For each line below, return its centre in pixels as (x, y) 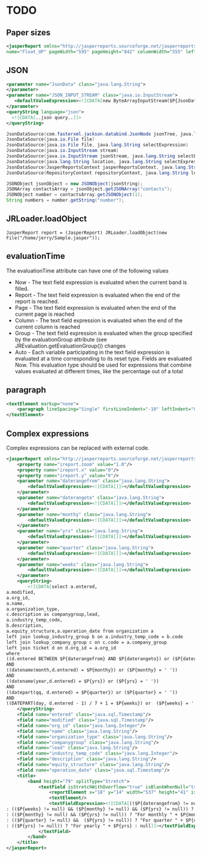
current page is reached (45, 314)
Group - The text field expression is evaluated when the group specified (103, 333)
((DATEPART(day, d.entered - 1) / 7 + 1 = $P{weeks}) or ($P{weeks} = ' (100, 703)
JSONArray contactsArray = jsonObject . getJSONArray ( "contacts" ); (89, 189)
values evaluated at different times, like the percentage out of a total (99, 371)
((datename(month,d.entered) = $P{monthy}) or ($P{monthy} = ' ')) (92, 670)
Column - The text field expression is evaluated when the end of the (99, 320)
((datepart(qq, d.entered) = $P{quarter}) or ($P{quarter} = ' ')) (92, 692)
